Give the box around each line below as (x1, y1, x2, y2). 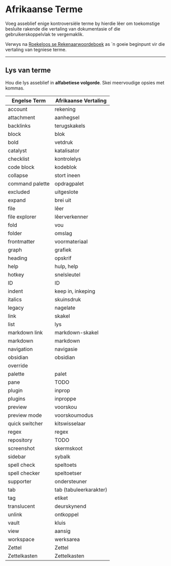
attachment (8, 114, 36, 121)
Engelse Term (12, 97, 46, 104)
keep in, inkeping (54, 288, 96, 295)
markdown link (8, 329, 43, 336)
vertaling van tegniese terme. (5, 46, 67, 52)
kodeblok (54, 163, 77, 171)
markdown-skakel (54, 329, 99, 336)
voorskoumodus (54, 411, 94, 418)
